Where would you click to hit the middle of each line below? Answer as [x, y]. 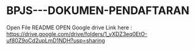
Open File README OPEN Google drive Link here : [69, 27]
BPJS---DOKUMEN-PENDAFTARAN [98, 11]
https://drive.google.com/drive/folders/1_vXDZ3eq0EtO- [77, 34]
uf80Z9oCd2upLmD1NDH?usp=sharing [56, 40]
